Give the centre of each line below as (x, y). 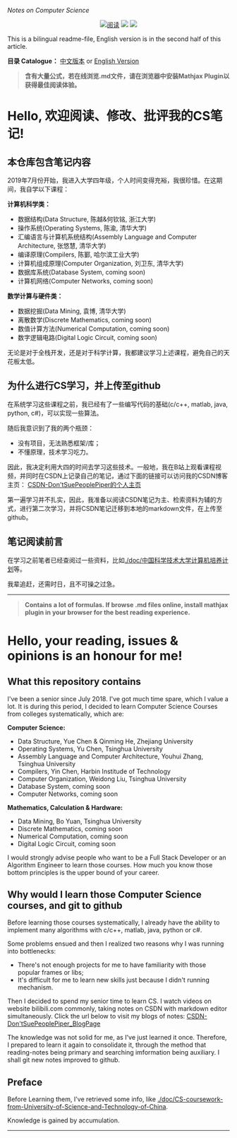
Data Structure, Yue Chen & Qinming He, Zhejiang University (105, 741)
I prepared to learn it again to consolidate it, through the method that (107, 1045)
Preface (25, 1082)
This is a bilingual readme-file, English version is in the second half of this (114, 39)
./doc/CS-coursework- (190, 1099)
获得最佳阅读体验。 (53, 85)
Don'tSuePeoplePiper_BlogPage (54, 1023)
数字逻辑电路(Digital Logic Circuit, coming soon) (87, 338)
